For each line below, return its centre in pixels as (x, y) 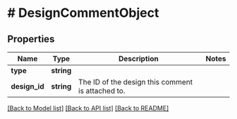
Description (139, 59)
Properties (31, 39)
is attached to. (102, 91)
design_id (28, 86)
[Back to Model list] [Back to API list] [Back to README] (88, 108)
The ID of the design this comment (135, 82)
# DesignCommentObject (83, 13)
